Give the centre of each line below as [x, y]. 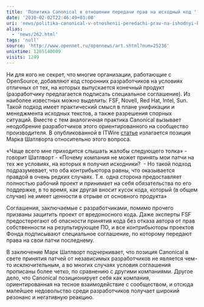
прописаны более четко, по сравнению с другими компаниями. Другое [100, 271]
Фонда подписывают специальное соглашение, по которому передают [99, 233]
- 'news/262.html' [35, 35]
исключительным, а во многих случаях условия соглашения [92, 264]
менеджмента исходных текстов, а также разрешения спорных [89, 113]
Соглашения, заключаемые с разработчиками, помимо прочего [90, 208]
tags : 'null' [23, 40]
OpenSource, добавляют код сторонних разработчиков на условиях [95, 81]
